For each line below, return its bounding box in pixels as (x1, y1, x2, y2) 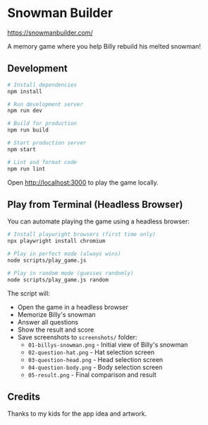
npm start (7, 146, 37, 153)
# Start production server (7, 139, 87, 146)
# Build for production (7, 120, 78, 127)
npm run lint (7, 165, 46, 173)
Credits (7, 390, 41, 402)
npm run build (7, 127, 49, 134)
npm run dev (7, 107, 42, 115)
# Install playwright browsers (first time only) (7, 231, 157, 238)
